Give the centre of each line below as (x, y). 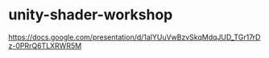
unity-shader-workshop (91, 15)
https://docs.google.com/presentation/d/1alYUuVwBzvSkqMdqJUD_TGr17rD (134, 37)
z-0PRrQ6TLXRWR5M (45, 45)
